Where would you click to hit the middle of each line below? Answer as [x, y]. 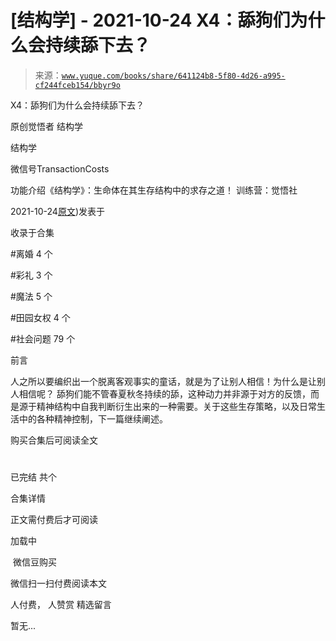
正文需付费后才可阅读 [54, 520]
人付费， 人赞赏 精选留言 [61, 605]
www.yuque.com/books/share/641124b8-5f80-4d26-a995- [173, 76]
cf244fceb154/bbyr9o [77, 85]
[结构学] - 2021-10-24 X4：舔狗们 [150, 20]
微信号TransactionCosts [60, 168]
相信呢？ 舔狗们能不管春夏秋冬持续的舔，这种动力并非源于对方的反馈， [164, 393]
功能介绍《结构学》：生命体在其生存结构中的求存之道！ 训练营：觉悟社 [154, 190]
